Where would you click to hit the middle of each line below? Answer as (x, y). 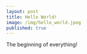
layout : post (22, 11)
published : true (26, 28)
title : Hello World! (32, 17)
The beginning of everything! (42, 45)
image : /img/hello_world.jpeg (44, 22)
